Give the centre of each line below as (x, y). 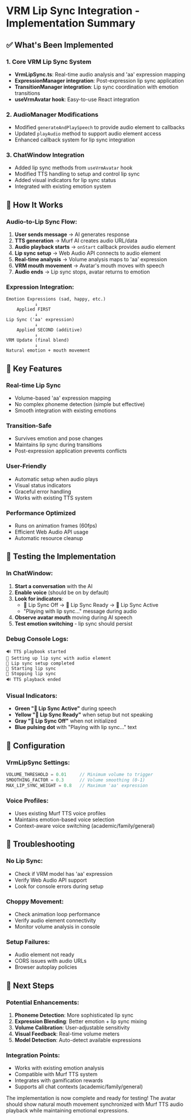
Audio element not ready (44, 954)
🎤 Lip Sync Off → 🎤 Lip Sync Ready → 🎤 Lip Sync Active (91, 605)
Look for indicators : (39, 598)
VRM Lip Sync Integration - (73, 11)
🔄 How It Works (35, 205)
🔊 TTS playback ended (33, 680)
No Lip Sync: (25, 861)
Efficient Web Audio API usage (52, 532)
